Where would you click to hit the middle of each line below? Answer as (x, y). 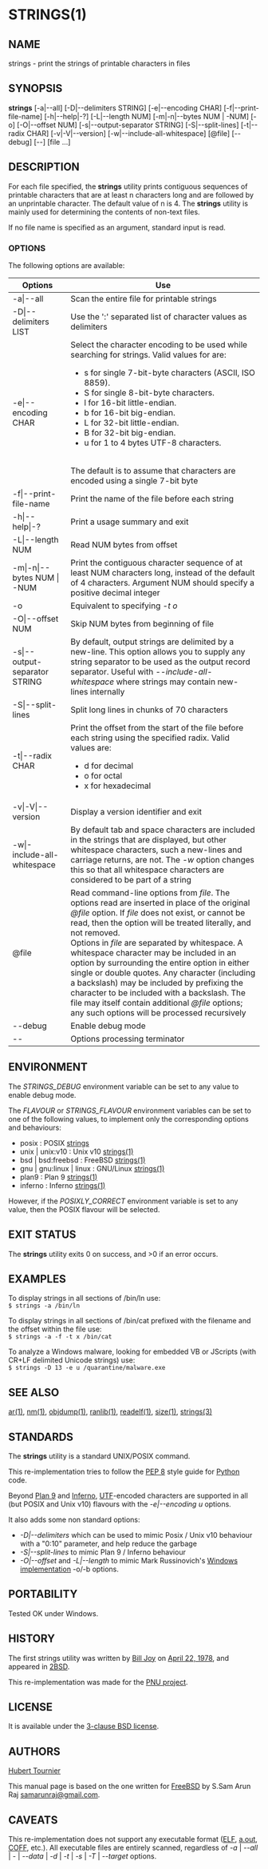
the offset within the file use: (55, 1329)
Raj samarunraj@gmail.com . (54, 1795)
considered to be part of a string (131, 879)
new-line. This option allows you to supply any (158, 651)
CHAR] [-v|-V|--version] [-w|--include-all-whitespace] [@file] (128, 133)
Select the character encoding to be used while (159, 344)
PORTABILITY (43, 1594)
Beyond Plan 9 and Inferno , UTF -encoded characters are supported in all (128, 1495)
